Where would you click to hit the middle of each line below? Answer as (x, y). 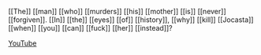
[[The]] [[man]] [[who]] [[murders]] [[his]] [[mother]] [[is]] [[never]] (117, 11)
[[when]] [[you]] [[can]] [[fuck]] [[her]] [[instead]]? (91, 28)
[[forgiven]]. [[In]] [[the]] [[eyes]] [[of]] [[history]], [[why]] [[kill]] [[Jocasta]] (131, 20)
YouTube (22, 43)
